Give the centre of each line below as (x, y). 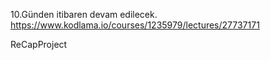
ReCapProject (39, 44)
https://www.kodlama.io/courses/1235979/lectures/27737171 (135, 25)
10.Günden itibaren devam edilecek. (84, 14)
